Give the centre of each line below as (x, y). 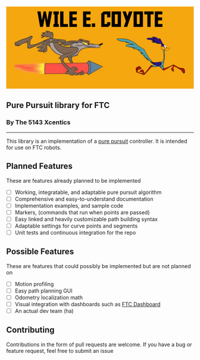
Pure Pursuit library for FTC (58, 105)
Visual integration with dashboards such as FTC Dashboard (87, 304)
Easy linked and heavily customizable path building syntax (86, 219)
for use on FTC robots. (34, 147)
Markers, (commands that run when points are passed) (82, 212)
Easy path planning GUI (43, 291)
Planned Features (40, 166)
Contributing (30, 330)
